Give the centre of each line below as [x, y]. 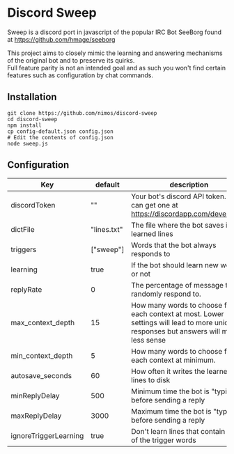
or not [141, 274]
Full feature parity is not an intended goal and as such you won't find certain [117, 68]
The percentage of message [178, 285]
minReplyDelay [36, 396]
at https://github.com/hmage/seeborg [61, 39]
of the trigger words [164, 440]
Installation [32, 97]
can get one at [155, 205]
